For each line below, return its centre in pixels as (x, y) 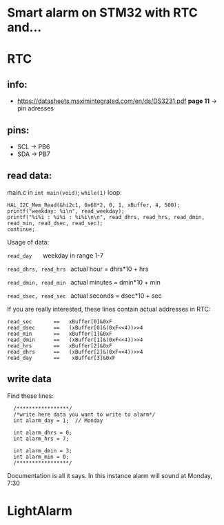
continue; (21, 229)
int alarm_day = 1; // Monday (58, 420)
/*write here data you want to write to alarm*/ (84, 414)
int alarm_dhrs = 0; (43, 432)
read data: (30, 176)
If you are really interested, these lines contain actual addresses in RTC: (109, 309)
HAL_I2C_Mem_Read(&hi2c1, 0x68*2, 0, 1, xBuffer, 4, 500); (94, 205)
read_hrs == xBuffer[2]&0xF (60, 346)
